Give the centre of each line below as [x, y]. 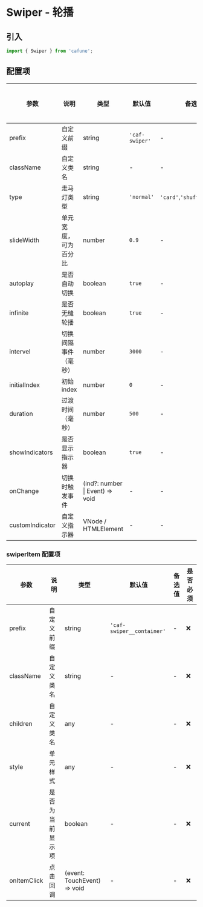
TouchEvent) [82, 880]
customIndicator [33, 525]
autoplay [22, 283]
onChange [24, 490]
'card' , [170, 196]
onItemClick [26, 880]
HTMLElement [103, 529]
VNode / [95, 521]
